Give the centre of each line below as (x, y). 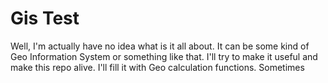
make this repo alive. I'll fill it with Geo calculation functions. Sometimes (157, 67)
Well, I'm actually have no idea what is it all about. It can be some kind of (160, 46)
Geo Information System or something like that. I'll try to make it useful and (164, 56)
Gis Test (45, 18)
